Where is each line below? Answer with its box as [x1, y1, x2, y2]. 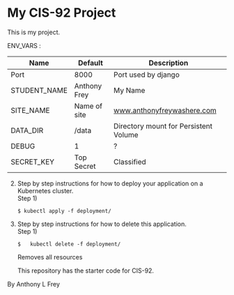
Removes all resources [17, 252, 83, 261]
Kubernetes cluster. [17, 186, 74, 195]
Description [148, 58, 189, 68]
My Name [114, 85, 146, 95]
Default [77, 58, 103, 68]
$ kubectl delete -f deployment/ [17, 241, 121, 248]
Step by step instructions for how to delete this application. [17, 220, 187, 228]
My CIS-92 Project [7, 5, 116, 21]
